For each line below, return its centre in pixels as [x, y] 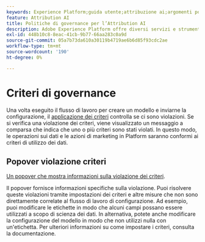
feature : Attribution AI [38, 18]
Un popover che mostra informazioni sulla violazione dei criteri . [86, 176]
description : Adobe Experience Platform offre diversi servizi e [91, 29]
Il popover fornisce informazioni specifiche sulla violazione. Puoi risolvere [99, 188]
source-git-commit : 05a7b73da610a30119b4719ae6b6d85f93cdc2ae [87, 40]
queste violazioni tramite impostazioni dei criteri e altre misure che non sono [102, 195]
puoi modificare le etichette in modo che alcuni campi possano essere [95, 208]
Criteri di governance [61, 93]
